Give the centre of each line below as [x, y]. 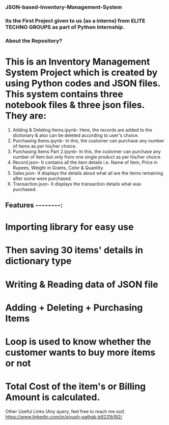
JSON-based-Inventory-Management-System [64, 7]
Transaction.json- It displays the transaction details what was [77, 184]
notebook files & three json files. [75, 105]
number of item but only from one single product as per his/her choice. [87, 157]
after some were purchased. [42, 178]
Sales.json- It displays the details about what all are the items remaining [88, 173]
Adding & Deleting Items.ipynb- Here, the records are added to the [82, 130]
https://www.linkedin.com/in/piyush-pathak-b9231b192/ [64, 417]
